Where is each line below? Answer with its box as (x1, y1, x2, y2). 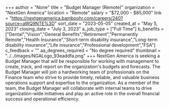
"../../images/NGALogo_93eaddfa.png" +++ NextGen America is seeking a (5, 53, 160, 59)
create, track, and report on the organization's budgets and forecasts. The (5, 63, 161, 69)
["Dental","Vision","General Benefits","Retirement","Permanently (5, 31, 139, 37)
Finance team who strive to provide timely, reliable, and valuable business (5, 75, 160, 80)
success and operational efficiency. (5, 96, 80, 102)
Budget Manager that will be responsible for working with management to (5, 58, 159, 64)
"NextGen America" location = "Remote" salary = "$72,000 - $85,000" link (5, 10, 162, 16)
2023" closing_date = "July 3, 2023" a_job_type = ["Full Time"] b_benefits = (5, 26, 164, 32)
